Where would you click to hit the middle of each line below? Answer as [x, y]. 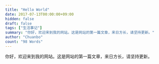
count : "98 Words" [24, 42]
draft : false [19, 23]
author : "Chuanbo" [24, 37]
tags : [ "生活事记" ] [24, 28]
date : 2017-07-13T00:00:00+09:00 [40, 14]
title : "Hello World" [27, 10]
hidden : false [20, 19]
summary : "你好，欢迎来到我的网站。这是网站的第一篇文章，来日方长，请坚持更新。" [80, 32]
